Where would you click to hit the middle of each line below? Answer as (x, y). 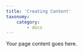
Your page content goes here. (41, 44)
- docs (35, 27)
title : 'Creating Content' (39, 11)
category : (28, 22)
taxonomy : (18, 17)
